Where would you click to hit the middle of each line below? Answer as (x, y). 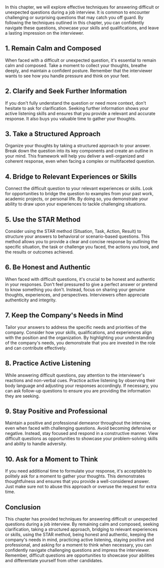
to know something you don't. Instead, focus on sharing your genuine (75, 289)
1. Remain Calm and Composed (53, 48)
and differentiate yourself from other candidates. (54, 560)
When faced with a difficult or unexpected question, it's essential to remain (81, 60)
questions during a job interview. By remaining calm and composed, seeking (82, 524)
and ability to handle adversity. (36, 444)
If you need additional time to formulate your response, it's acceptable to (78, 471)
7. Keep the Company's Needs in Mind (64, 315)
